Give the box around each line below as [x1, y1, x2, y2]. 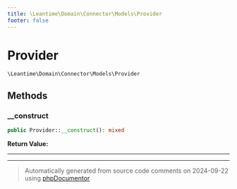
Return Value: [7, 140, 49, 148]
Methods [7, 90, 48, 102]
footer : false [7, 17, 49, 24]
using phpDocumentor [24, 174, 90, 182]
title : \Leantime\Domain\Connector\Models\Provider [7, 10, 162, 18]
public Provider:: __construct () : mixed [7, 127, 125, 134]
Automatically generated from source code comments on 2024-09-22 [24, 166, 229, 175]
